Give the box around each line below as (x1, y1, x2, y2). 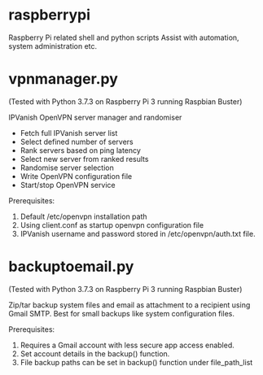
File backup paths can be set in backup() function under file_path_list (20, 357, 253, 367)
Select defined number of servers (20, 137, 134, 146)
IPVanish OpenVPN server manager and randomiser (8, 112, 182, 122)
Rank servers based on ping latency (20, 145, 141, 155)
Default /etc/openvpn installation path (20, 211, 148, 221)
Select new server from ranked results (20, 154, 149, 164)
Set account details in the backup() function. (20, 348, 170, 359)
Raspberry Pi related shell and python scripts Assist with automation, (8, 33, 239, 42)
